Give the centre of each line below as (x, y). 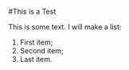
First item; (36, 42)
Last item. (36, 59)
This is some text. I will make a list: (65, 27)
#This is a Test (32, 12)
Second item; (41, 51)
